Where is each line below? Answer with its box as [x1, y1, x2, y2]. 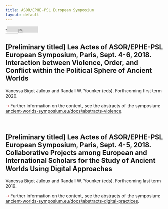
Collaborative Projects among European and [5, 148, 147, 157]
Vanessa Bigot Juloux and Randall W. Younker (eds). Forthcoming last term [5, 178, 161, 184]
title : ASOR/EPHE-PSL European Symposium [5, 7, 94, 13]
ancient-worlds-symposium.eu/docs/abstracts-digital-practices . [5, 198, 140, 204]
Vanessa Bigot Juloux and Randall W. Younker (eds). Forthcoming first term [5, 88, 162, 94]
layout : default [5, 12, 39, 17]
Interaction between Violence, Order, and [5, 58, 138, 67]
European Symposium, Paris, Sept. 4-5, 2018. [5, 140, 152, 149]
